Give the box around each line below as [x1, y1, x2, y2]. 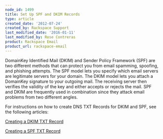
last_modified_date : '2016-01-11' [5, 30, 76, 35]
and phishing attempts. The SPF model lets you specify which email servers [5, 68, 159, 74]
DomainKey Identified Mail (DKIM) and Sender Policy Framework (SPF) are [5, 57, 156, 63]
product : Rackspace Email [5, 39, 58, 44]
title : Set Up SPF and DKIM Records [5, 12, 80, 17]
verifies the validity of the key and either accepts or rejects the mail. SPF [5, 83, 152, 89]
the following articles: [5, 109, 49, 115]
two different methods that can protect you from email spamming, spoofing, [5, 63, 159, 69]
